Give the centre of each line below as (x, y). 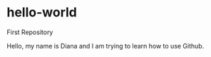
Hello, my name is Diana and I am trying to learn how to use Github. (105, 46)
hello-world (42, 12)
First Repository (30, 32)
